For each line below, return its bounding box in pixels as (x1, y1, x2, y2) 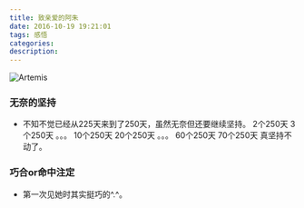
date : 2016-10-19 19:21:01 (9, 22, 112, 31)
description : (9, 47, 59, 56)
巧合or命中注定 (9, 166, 75, 179)
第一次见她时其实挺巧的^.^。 (22, 188, 128, 200)
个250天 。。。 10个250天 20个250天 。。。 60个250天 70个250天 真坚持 (22, 130, 284, 141)
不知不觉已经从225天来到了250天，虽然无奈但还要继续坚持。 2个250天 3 (22, 119, 296, 130)
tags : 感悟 (9, 30, 48, 39)
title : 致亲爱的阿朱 (9, 13, 79, 23)
